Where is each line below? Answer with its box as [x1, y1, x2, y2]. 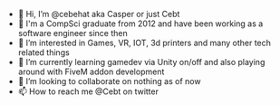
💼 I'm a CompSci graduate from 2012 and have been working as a [17, 18, 264, 29]
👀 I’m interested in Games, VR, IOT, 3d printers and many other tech [17, 37, 272, 48]
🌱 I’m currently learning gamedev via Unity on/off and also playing [17, 57, 266, 67]
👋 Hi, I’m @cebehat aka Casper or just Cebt [17, 9, 180, 19]
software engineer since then [17, 28, 129, 38]
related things [17, 47, 70, 58]
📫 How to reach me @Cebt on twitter [17, 86, 159, 97]
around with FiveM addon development [17, 66, 165, 77]
